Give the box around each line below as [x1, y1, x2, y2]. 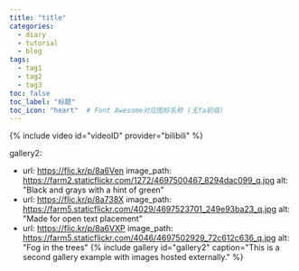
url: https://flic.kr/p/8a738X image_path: [22, 194, 172, 205]
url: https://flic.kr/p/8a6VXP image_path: [22, 223, 173, 234]
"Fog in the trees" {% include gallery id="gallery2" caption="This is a [22, 242, 280, 253]
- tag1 [17, 64, 42, 73]
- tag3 [17, 80, 42, 89]
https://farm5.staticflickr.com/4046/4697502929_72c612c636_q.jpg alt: [22, 232, 290, 244]
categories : [9, 22, 54, 31]
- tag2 [17, 72, 42, 81]
